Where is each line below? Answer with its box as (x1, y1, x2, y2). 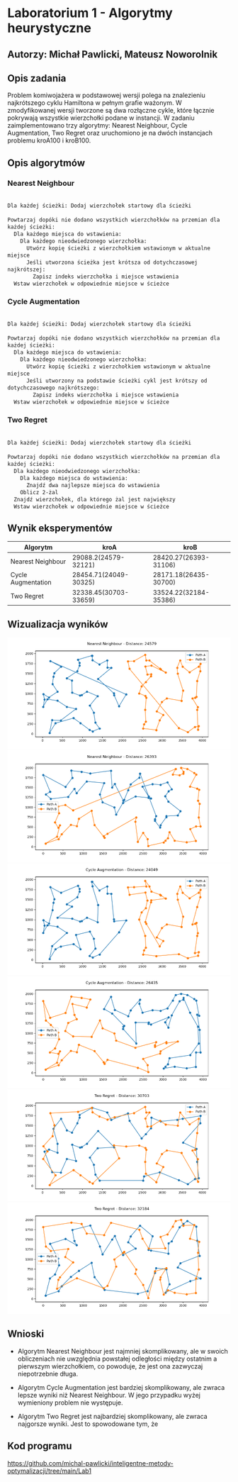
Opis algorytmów (7, 157, 86, 169)
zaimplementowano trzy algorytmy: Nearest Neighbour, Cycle (7, 121, 188, 130)
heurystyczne (7, 20, 92, 36)
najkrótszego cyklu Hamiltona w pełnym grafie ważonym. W (7, 99, 182, 107)
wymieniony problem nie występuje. (17, 1398, 123, 1407)
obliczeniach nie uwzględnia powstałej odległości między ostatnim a (17, 1354, 217, 1363)
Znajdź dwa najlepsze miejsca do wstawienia (25, 481, 160, 489)
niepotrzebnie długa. (17, 1369, 79, 1378)
